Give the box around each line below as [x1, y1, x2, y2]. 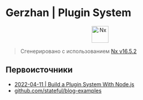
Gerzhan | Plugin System [5, 6, 132, 20]
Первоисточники [5, 65, 73, 75]
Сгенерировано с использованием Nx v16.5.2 [20, 48, 137, 55]
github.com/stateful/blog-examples [14, 87, 102, 94]
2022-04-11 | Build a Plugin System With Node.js [14, 80, 135, 87]
